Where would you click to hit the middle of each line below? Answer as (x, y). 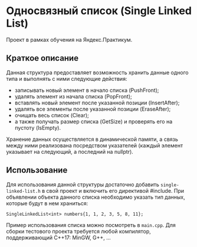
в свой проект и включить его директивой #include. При (113, 190)
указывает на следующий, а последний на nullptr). (70, 152)
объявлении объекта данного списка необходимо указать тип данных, (96, 197)
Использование (37, 170)
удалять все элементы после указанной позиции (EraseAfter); (93, 109)
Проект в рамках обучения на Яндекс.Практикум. (69, 39)
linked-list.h (24, 191)
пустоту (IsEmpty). (38, 127)
